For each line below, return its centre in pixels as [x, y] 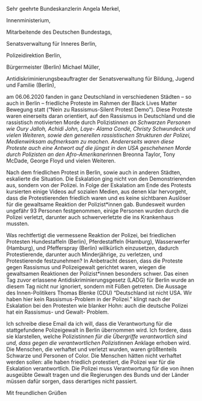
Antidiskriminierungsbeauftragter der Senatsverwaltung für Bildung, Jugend [100, 79]
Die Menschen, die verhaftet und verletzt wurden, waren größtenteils [92, 349]
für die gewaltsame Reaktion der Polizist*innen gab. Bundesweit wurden [96, 204]
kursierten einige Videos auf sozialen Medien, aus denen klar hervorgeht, [97, 191]
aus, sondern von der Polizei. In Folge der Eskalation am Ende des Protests [99, 185]
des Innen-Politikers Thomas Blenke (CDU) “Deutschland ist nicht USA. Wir [99, 293]
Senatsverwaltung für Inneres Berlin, [52, 44]
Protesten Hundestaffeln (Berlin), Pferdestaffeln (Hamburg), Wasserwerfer [98, 241]
